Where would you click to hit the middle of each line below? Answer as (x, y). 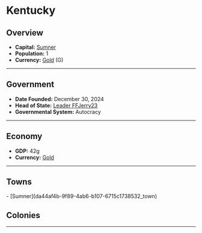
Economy (24, 136)
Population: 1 (32, 54)
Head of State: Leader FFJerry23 (56, 105)
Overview (25, 33)
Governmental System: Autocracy (58, 111)
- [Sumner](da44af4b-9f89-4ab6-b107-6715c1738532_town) (82, 196)
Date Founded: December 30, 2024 (59, 99)
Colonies (23, 215)
